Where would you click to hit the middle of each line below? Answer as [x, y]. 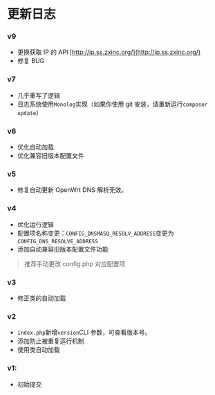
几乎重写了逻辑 [38, 95]
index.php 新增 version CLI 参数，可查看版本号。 [84, 333]
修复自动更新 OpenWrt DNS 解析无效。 [72, 190]
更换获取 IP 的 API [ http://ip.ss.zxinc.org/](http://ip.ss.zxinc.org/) [109, 52]
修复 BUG [31, 61]
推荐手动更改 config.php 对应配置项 [75, 263]
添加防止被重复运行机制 [50, 341]
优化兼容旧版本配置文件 [50, 156]
